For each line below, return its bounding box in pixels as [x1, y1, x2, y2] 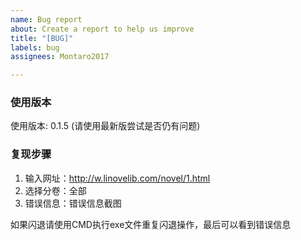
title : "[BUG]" [10, 33, 74, 43]
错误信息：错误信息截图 [24, 197, 122, 209]
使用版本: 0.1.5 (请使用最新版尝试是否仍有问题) [10, 120, 201, 132]
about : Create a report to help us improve [10, 24, 195, 34]
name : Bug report [10, 14, 83, 25]
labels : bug [10, 42, 60, 53]
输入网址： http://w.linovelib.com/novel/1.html [24, 172, 211, 184]
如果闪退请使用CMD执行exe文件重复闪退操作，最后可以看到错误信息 [10, 218, 292, 230]
